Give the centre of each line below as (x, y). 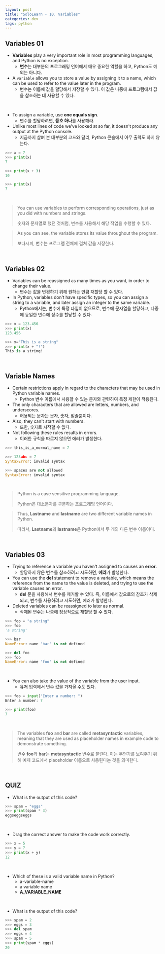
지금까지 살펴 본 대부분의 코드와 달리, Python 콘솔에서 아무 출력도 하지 (87, 137)
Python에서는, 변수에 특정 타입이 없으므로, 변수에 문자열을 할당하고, (84, 308)
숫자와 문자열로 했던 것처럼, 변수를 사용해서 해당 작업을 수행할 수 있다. (84, 223)
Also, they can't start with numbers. (48, 421)
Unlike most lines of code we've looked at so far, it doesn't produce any (85, 126)
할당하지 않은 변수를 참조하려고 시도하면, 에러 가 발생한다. (74, 572)
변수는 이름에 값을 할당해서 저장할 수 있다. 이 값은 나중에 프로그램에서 (86, 89)
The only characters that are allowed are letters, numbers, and (75, 404)
